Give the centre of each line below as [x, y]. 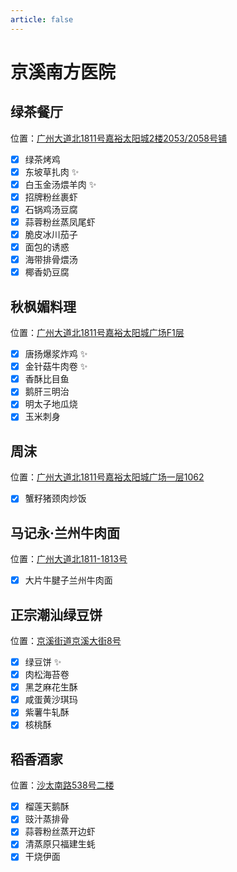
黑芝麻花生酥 [51, 687]
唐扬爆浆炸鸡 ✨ [56, 354]
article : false [42, 19]
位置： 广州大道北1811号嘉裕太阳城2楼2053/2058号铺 [118, 138]
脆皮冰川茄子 [51, 234]
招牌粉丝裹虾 [51, 197]
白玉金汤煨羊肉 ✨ [60, 184]
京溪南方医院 [63, 72]
